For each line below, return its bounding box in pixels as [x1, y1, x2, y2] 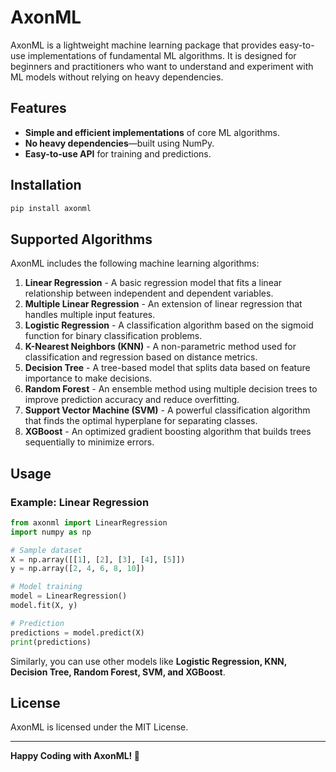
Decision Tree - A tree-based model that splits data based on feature [24, 362, 311, 374]
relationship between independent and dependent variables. [24, 287, 274, 300]
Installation [10, 177, 82, 194]
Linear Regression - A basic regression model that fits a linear [24, 277, 283, 289]
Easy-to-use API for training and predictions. [24, 147, 212, 160]
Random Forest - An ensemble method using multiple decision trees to [24, 383, 318, 395]
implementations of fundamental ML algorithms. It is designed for [27, 49, 297, 61]
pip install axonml [10, 203, 92, 213]
